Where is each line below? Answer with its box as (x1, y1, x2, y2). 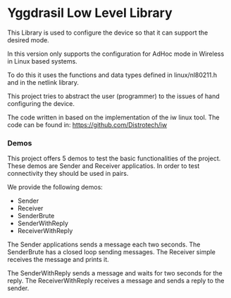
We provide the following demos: (7, 183, 104, 191)
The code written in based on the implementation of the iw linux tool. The (7, 113, 220, 121)
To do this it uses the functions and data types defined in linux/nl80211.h (7, 71, 218, 79)
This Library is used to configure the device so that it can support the (7, 28, 208, 37)
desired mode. (7, 35, 49, 44)
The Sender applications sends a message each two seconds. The (7, 240, 201, 249)
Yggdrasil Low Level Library (7, 5, 173, 21)
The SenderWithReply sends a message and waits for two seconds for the (7, 269, 223, 278)
